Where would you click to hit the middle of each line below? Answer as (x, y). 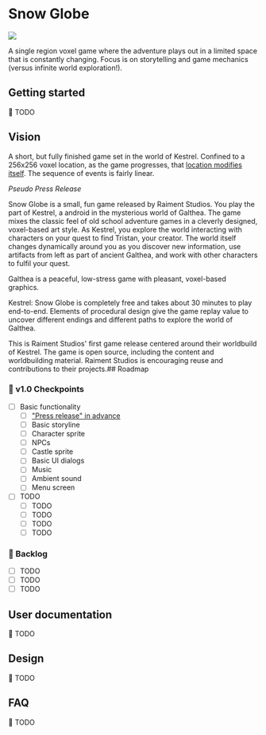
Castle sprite (52, 452)
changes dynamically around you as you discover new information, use (125, 246)
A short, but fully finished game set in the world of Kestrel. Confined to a (127, 156)
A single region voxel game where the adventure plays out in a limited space (133, 51)
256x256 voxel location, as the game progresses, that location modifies (125, 165)
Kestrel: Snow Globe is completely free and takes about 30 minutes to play (130, 303)
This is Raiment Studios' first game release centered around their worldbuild (133, 343)
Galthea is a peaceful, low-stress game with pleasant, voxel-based (117, 279)
